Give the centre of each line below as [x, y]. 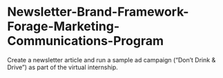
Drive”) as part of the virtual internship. [63, 67]
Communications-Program [86, 41]
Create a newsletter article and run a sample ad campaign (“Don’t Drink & [111, 60]
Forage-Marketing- [64, 26]
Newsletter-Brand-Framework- [98, 12]
